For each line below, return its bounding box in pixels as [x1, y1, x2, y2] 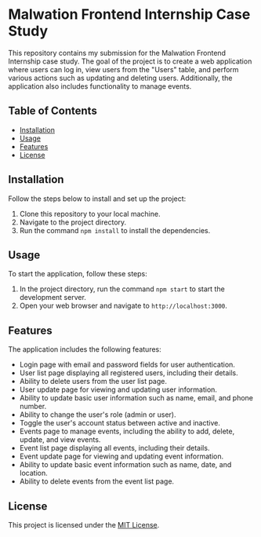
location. [19, 469, 49, 478]
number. [19, 402, 47, 411]
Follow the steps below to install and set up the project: [8, 194, 187, 203]
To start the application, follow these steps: [8, 269, 147, 279]
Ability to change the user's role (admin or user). [19, 410, 176, 419]
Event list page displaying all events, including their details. [19, 444, 210, 453]
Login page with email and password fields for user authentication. [19, 360, 235, 370]
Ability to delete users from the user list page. [19, 377, 167, 386]
